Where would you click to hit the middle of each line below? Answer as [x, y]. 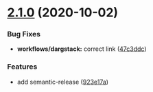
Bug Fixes [24, 34]
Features [22, 67]
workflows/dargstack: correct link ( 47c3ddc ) [82, 49]
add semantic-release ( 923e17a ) [62, 82]
